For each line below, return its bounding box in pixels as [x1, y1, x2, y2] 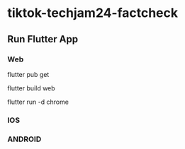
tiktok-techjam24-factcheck [7, 5, 179, 21]
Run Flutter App [7, 33, 79, 45]
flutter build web [7, 83, 55, 93]
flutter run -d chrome [7, 97, 69, 106]
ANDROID [7, 134, 42, 144]
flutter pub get [7, 70, 50, 78]
